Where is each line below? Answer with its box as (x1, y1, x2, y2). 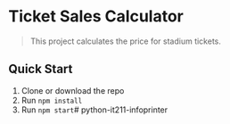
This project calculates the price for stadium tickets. (29, 36, 222, 46)
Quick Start (8, 62, 73, 77)
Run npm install (21, 95, 83, 105)
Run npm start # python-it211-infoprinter (21, 104, 168, 115)
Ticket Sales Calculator (8, 6, 184, 27)
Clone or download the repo (21, 85, 125, 95)
